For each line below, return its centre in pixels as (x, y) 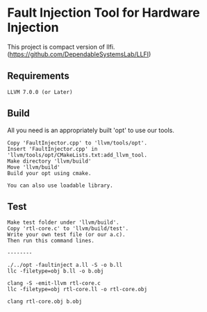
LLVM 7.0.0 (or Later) (40, 92)
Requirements (38, 76)
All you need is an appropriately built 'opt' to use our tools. (91, 130)
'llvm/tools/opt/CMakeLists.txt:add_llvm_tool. (77, 155)
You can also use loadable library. (60, 186)
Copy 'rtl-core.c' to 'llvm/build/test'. (68, 229)
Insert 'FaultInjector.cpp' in (52, 149)
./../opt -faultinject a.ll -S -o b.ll (65, 265)
